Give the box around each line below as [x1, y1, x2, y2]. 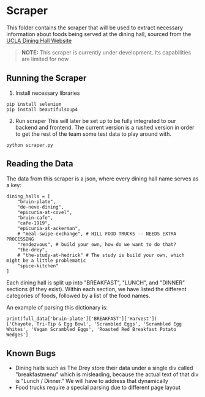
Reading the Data [6, 158, 73, 169]
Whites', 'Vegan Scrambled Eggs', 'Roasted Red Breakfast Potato [6, 326, 176, 332]
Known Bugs [6, 348, 56, 358]
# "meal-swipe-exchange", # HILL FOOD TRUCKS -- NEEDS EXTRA [17, 231, 176, 237]
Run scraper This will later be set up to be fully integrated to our [15, 117, 176, 124]
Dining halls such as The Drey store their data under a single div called [15, 365, 193, 372]
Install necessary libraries [15, 89, 80, 97]
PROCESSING [6, 236, 34, 242]
